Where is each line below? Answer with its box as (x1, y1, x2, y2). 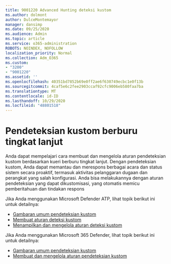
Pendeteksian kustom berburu (5, 125, 138, 137)
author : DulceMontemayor (5, 17, 59, 22)
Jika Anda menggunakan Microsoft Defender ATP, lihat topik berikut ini (5, 196, 155, 202)
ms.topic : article (5, 36, 45, 42)
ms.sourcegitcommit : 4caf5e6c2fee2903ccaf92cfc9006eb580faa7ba (5, 84, 144, 89)
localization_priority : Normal (5, 50, 72, 55)
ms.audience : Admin (5, 31, 47, 36)
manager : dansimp (5, 22, 43, 27)
